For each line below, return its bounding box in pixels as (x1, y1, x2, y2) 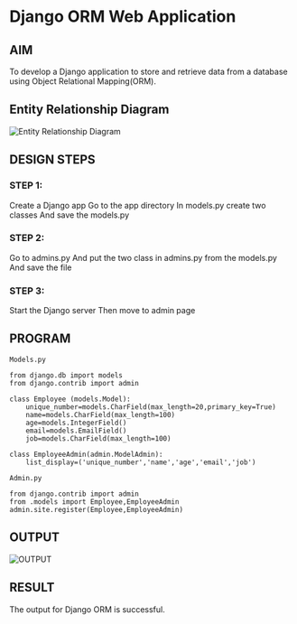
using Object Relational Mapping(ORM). (9, 76, 156, 87)
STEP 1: (9, 179, 43, 191)
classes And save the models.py (9, 210, 130, 220)
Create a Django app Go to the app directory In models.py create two (9, 200, 266, 210)
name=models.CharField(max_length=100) (25, 410, 176, 419)
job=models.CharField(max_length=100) (25, 433, 172, 443)
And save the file (9, 262, 72, 273)
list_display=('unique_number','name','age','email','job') (25, 458, 256, 467)
